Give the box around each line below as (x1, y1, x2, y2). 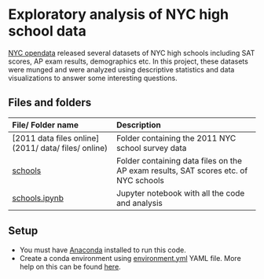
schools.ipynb (12, 193, 64, 204)
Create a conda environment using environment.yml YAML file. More (19, 253, 241, 262)
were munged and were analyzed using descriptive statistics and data (8, 64, 235, 74)
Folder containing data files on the (116, 155, 242, 166)
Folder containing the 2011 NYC (116, 132, 236, 143)
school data (8, 22, 86, 40)
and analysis (116, 197, 163, 208)
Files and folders (8, 96, 92, 109)
